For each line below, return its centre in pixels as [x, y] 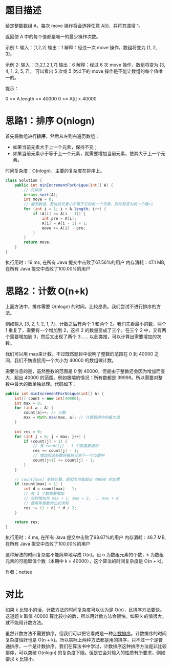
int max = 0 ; [28, 403]
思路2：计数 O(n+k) [47, 291]
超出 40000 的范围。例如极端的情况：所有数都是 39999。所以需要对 [86, 378]
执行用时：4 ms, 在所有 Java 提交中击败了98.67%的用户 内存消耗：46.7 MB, [86, 537]
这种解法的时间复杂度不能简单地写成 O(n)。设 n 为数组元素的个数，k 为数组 [84, 555]
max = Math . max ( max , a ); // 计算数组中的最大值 [72, 418]
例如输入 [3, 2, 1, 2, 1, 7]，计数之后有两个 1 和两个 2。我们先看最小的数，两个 [86, 324]
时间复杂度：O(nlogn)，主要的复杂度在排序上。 [55, 171]
